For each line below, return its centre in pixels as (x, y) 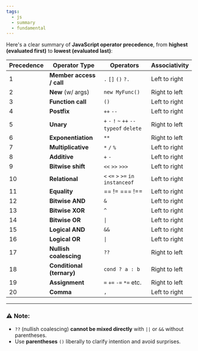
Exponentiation (71, 138)
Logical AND (67, 230)
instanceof (119, 183)
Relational (64, 179)
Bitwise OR (65, 220)
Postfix (59, 111)
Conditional (66, 266)
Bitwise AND (67, 201)
